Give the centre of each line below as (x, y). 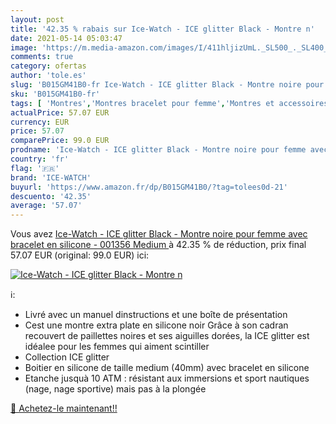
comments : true (42, 57)
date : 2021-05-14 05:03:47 (66, 38)
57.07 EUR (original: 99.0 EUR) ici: (80, 255)
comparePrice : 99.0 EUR (60, 141)
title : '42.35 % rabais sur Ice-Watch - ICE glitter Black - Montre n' (162, 29)
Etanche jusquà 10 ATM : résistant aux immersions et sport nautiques (167, 378)
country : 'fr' (40, 159)
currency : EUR (40, 122)
